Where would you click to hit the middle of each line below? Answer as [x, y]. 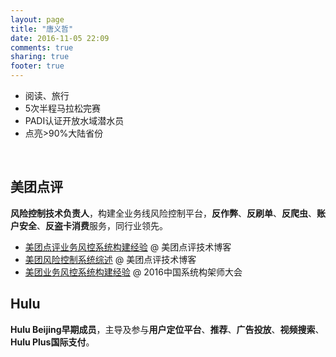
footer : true [37, 66]
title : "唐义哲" [42, 29]
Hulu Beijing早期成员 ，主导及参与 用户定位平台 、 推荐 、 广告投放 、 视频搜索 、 [167, 329]
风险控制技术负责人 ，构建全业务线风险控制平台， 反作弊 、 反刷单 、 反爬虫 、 [163, 213]
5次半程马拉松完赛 [63, 108]
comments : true [42, 47]
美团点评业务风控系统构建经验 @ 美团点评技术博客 [128, 247]
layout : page [37, 19]
